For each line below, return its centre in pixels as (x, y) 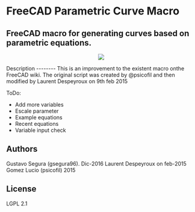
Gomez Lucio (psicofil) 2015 (41, 170)
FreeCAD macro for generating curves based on (98, 33)
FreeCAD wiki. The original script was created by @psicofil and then (91, 75)
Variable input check (40, 130)
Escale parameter (37, 111)
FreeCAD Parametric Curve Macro (93, 11)
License (21, 189)
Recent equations (37, 124)
